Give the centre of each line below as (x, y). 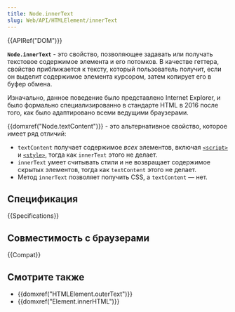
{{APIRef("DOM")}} (35, 40)
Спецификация (43, 199)
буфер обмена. (30, 84)
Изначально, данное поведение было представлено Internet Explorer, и (114, 97)
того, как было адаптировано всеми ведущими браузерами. (98, 112)
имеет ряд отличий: (37, 134)
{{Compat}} (24, 255)
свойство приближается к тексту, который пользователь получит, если (114, 69)
